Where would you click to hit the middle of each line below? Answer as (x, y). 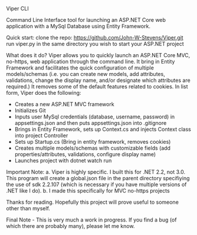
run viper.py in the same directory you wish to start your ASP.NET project (95, 44)
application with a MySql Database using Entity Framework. (78, 26)
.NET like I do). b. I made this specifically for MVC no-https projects (88, 191)
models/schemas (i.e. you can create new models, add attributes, (86, 74)
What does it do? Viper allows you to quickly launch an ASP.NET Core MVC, (98, 55)
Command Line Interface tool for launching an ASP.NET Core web (86, 20)
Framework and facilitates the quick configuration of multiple (80, 68)
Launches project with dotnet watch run (63, 160)
